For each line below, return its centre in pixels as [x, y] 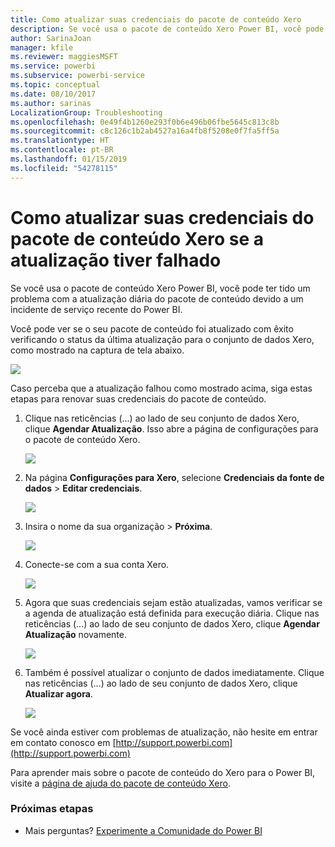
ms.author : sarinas [51, 103]
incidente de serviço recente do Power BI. [96, 309]
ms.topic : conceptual [55, 85]
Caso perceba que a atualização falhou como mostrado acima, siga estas [161, 388]
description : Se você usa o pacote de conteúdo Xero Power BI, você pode [167, 29]
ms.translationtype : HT [60, 141]
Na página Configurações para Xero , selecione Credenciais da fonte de [174, 477]
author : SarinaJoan [51, 38]
